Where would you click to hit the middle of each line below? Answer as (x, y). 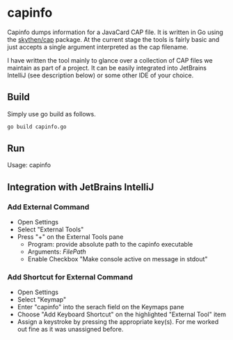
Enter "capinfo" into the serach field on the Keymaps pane (101, 307)
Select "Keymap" (42, 300)
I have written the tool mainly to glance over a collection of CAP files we (110, 60)
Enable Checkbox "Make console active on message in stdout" (118, 259)
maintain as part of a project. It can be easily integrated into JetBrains (107, 68)
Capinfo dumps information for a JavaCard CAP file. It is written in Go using (115, 32)
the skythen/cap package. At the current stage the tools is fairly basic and (113, 39)
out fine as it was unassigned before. (70, 330)
